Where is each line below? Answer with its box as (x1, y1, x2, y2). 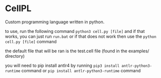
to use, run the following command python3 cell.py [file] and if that (5, 28, 145, 34)
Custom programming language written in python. (5, 19, 105, 25)
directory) (5, 53, 25, 59)
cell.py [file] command (5, 38, 57, 44)
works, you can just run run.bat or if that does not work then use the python (5, 33, 157, 39)
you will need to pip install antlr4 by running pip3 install (5, 62, 120, 68)
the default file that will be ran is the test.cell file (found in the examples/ (5, 48, 149, 54)
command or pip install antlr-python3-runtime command (21, 67, 141, 73)
